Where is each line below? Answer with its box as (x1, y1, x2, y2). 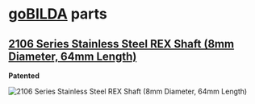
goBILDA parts (8, 5, 107, 23)
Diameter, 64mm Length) (8, 49, 137, 63)
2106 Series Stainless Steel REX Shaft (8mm (8, 37, 235, 51)
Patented (8, 71, 40, 81)
